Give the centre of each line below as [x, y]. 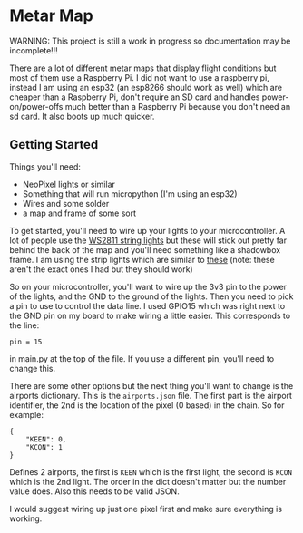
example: [26, 414]
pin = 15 [26, 342]
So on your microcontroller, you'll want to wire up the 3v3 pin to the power [148, 286]
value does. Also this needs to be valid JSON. [94, 491]
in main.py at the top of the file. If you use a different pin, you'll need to [142, 358]
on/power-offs [36, 106]
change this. [33, 368]
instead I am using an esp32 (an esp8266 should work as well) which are [146, 87]
